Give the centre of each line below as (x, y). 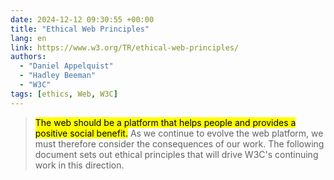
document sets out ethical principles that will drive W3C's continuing (176, 154)
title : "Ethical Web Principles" (80, 29)
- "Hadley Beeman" (58, 76)
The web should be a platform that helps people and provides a (165, 122)
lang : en (28, 38)
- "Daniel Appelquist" (66, 66)
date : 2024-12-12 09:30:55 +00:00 (82, 19)
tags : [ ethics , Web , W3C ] (64, 94)
